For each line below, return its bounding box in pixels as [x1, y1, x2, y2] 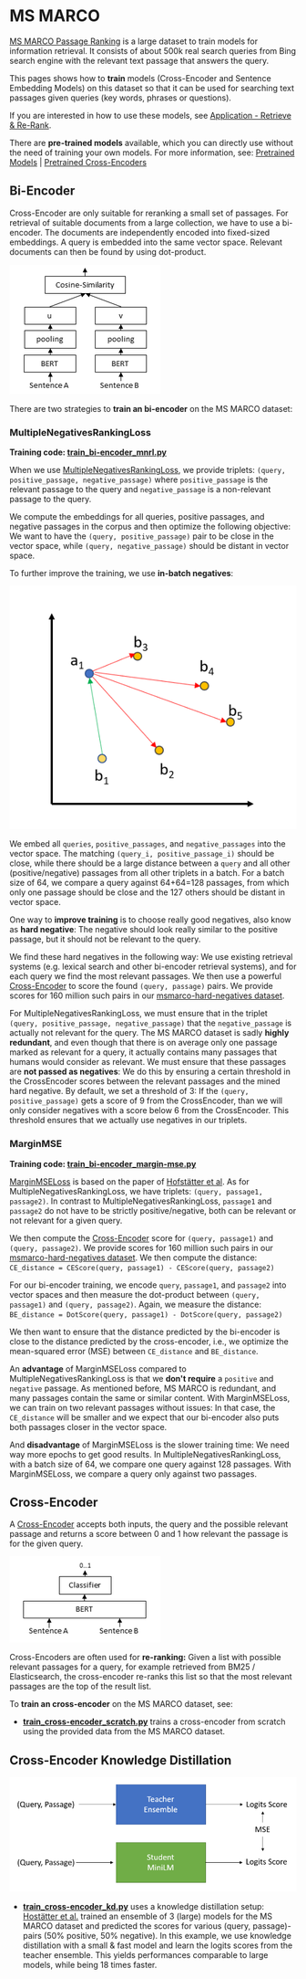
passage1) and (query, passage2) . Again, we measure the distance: [9, 1299, 262, 1310]
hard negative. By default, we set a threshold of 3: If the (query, [9, 1086, 250, 1097]
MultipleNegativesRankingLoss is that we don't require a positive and [9, 1373, 274, 1384]
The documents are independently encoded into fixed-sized [44, 226, 270, 237]
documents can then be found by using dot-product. [9, 246, 207, 257]
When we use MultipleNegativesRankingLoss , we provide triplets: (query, [9, 465, 286, 476]
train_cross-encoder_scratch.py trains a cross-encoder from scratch [22, 1716, 286, 1727]
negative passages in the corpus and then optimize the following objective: [9, 521, 291, 532]
